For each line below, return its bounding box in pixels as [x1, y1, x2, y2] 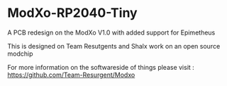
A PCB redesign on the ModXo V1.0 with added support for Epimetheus [7, 28, 216, 37]
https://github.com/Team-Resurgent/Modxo [7, 70, 135, 79]
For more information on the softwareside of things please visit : [7, 63, 195, 71]
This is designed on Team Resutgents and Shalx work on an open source [7, 42, 221, 50]
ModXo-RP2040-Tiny [7, 5, 138, 21]
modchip [7, 49, 33, 58]
